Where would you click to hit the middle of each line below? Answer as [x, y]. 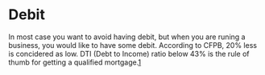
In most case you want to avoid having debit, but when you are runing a [127, 37]
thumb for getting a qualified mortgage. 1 [75, 62]
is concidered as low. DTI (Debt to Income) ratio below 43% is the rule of [129, 53]
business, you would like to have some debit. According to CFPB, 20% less [133, 45]
